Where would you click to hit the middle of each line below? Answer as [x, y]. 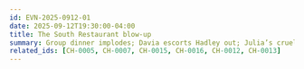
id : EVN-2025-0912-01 [50, 17]
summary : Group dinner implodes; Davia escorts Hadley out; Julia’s [141, 43]
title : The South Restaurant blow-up [81, 34]
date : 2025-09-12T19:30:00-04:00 [72, 26]
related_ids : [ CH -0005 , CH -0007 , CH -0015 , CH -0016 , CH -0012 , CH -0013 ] [145, 51]
